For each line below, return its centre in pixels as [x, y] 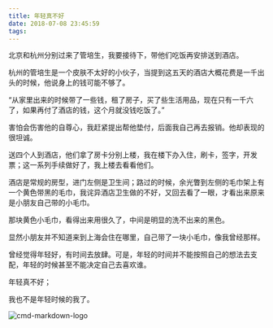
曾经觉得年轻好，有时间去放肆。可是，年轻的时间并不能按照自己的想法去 [129, 255]
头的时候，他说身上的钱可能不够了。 [69, 83]
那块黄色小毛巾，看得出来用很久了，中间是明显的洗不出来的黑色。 [119, 220]
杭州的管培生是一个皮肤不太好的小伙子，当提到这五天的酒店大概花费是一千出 [136, 72]
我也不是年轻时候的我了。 [51, 300]
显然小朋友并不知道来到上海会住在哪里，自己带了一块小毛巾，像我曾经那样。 [136, 238]
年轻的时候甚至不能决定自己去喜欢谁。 [87, 265]
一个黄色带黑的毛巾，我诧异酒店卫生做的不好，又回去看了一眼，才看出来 [129, 193]
